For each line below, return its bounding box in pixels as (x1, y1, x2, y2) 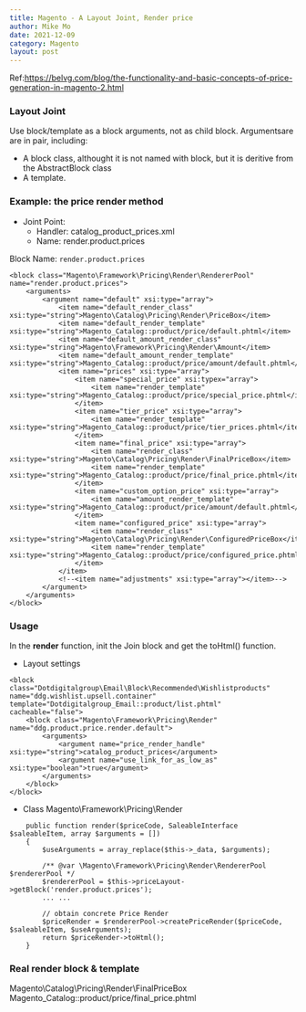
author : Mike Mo (9, 22, 71, 31)
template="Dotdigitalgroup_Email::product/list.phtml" (9, 700, 222, 709)
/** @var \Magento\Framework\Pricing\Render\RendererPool (42, 861, 267, 870)
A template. (22, 173, 66, 184)
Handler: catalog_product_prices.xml (36, 226, 175, 237)
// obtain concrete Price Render (42, 910, 169, 919)
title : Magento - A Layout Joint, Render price (9, 13, 194, 23)
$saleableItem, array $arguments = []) (9, 829, 161, 838)
